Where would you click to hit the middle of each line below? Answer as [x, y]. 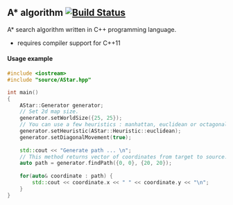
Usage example [30, 59]
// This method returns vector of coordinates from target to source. [124, 157]
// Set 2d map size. [49, 112]
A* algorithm [35, 13]
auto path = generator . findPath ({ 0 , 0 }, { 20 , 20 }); [96, 163]
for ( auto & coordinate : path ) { [66, 176]
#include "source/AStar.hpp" [49, 80]
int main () [23, 92]
